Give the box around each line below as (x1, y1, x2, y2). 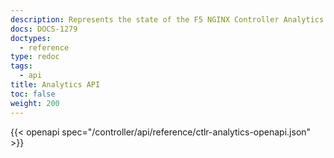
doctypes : (10, 33, 52, 43)
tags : (10, 61, 33, 71)
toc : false (10, 89, 56, 99)
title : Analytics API (10, 80, 101, 90)
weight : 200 (10, 98, 60, 108)
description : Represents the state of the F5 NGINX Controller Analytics (10, 14, 325, 25)
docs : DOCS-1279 (10, 24, 78, 34)
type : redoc (10, 52, 60, 62)
